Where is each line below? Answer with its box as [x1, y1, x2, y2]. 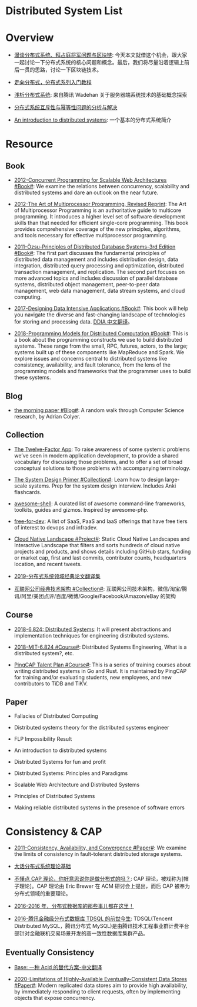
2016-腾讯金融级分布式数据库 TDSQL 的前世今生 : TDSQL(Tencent [14, 915, 173, 922]
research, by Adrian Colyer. [14, 413, 81, 420]
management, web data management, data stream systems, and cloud [14, 287, 185, 295]
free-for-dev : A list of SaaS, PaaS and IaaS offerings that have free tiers [14, 518, 188, 525]
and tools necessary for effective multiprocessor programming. [14, 232, 168, 239]
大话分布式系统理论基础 [14, 863, 71, 870]
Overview [5, 31, 54, 45]
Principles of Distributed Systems [14, 793, 95, 800]
